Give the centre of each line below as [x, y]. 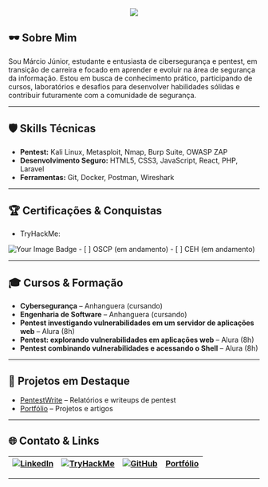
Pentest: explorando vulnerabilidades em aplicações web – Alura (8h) [137, 340]
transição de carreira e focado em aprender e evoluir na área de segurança [132, 69]
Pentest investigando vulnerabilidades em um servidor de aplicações [137, 323]
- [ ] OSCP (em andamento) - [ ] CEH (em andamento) [167, 249]
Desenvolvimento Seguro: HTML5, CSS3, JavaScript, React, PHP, [128, 160]
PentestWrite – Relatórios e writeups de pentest [98, 400]
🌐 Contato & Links [54, 441]
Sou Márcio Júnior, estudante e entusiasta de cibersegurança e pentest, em [133, 61]
